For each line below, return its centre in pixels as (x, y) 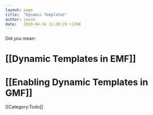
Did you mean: (20, 39)
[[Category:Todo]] (24, 107)
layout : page (19, 10)
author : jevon (20, 19)
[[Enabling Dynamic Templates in (77, 82)
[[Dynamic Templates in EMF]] (71, 59)
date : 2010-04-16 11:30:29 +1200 (43, 24)
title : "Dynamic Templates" (36, 15)
